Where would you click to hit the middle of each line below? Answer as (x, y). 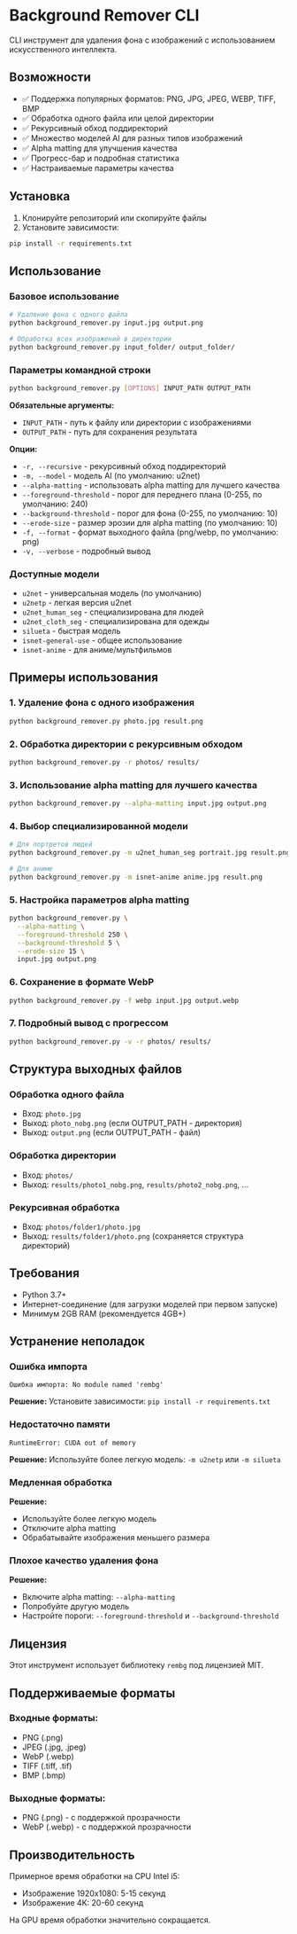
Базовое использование (64, 296)
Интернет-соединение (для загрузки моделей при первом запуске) (150, 1304)
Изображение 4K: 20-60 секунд (83, 1902)
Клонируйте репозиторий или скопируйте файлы (114, 217)
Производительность (72, 1855)
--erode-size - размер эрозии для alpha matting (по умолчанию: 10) (150, 522)
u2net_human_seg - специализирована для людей (113, 612)
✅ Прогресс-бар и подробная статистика (100, 158)
